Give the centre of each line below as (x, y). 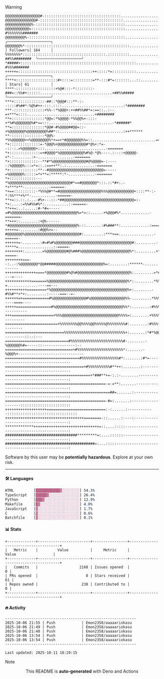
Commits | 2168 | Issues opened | (72, 567)
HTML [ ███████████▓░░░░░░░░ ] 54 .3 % (50, 491)
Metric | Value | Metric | (72, 550)
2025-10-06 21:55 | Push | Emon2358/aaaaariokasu (69, 623)
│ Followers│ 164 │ (29, 50)
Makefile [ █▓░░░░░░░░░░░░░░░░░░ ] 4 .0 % (49, 504)
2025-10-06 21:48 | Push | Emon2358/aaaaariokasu (69, 631)
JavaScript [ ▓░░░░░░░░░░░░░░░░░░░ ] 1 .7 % (49, 509)
